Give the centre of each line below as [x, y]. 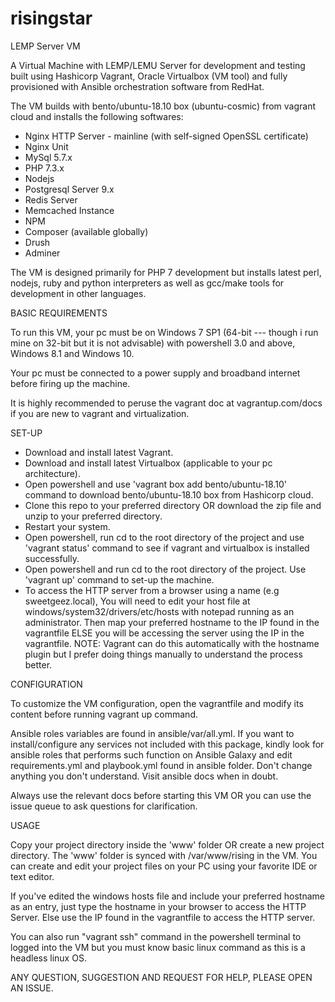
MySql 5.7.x [48, 157]
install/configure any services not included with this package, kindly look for [167, 744]
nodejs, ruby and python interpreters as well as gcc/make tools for [147, 283]
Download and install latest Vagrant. [99, 452]
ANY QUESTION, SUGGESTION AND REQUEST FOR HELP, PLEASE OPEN [161, 977]
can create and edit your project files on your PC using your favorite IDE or [164, 866]
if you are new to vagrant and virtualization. [100, 413]
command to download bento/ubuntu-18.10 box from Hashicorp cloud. [169, 494]
